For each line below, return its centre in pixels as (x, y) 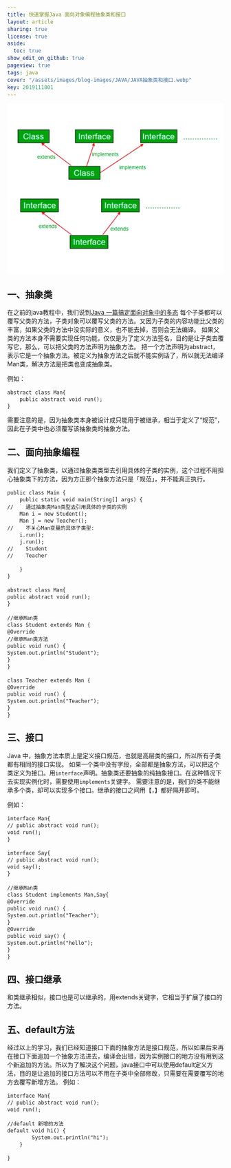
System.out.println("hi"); (70, 1138)
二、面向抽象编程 (43, 452)
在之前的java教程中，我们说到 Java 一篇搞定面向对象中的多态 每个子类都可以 (114, 312)
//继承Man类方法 (28, 639)
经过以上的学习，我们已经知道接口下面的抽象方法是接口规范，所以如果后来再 (115, 1047)
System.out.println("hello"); (51, 943)
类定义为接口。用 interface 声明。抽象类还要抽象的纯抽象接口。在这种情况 (111, 773)
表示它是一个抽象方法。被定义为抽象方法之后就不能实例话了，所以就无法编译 (115, 355)
